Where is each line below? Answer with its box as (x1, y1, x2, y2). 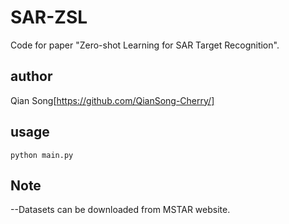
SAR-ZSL (10, 6, 88, 29)
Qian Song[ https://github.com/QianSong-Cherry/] (10, 94, 215, 106)
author (10, 68, 53, 85)
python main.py (10, 150, 74, 160)
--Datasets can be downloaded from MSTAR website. (10, 204, 231, 216)
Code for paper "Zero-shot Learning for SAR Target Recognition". (10, 39, 280, 51)
